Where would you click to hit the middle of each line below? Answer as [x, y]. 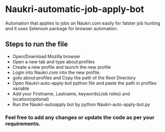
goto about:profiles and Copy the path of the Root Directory [74, 78]
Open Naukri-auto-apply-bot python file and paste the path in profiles [85, 83]
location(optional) [31, 99]
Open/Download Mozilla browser [46, 56]
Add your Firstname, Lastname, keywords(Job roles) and [71, 93]
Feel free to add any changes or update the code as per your [80, 117]
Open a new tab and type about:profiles [54, 62]
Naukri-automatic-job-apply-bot [75, 9]
